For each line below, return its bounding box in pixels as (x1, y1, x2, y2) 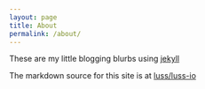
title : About (9, 21, 58, 30)
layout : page (9, 12, 58, 22)
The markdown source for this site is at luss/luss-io (9, 70, 197, 81)
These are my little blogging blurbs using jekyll (9, 54, 180, 64)
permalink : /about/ (9, 29, 82, 38)
